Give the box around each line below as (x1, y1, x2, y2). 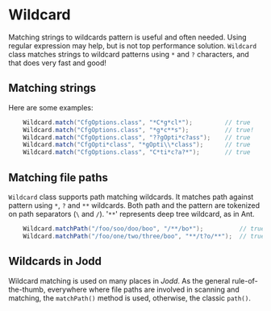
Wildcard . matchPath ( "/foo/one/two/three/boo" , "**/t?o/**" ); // (23, 232, 248, 240)
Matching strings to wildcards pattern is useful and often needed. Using (8, 32, 248, 42)
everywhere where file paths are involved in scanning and (47, 284, 240, 294)
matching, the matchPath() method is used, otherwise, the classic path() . (8, 292, 252, 303)
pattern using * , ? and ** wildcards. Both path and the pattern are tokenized (8, 200, 261, 210)
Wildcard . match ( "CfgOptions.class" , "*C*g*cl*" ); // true (23, 118, 251, 126)
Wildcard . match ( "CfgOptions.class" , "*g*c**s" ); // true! (23, 126, 254, 134)
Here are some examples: (8, 102, 94, 112)
